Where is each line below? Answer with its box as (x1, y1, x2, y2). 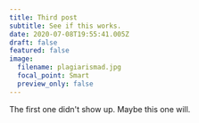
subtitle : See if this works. (9, 21, 122, 30)
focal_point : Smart (17, 71, 90, 80)
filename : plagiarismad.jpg (17, 63, 122, 72)
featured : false (9, 46, 70, 55)
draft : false (9, 37, 58, 47)
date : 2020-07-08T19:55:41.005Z (9, 29, 129, 38)
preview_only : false (17, 79, 94, 88)
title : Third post (9, 12, 78, 22)
